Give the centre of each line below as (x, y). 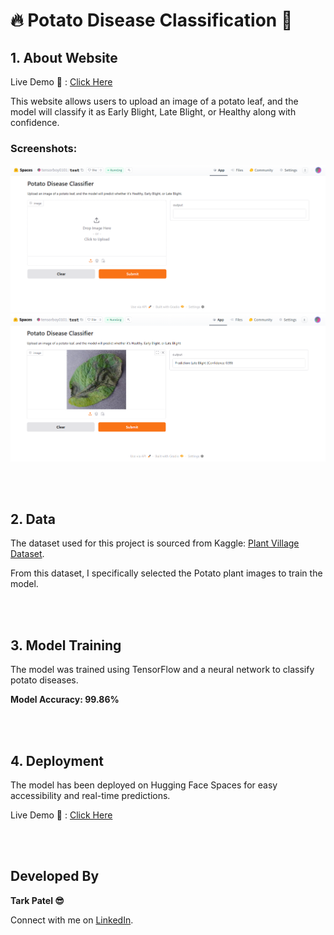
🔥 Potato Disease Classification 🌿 (151, 20)
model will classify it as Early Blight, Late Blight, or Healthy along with (153, 112)
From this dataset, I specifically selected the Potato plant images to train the (166, 573)
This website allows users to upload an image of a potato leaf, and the (154, 101)
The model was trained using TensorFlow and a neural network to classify (162, 670)
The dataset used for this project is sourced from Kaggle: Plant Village (155, 543)
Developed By (55, 876)
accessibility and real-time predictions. (90, 795)
